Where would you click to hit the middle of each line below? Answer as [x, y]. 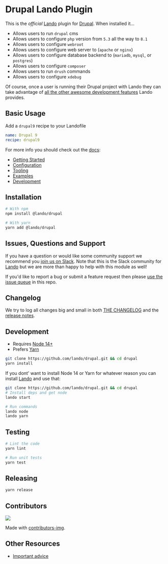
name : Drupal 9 [21, 135]
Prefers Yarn [26, 349]
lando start [18, 397]
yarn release [19, 490]
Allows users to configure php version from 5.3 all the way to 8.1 [80, 39]
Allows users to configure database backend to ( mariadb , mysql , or [82, 55]
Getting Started [29, 160]
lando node [17, 412]
